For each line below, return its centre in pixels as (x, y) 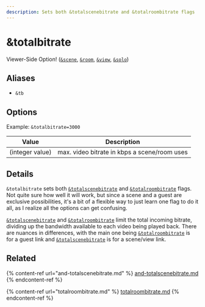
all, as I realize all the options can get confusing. (67, 208)
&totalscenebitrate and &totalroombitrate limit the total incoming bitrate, (99, 220)
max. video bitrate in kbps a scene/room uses (123, 152)
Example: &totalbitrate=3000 (43, 127)
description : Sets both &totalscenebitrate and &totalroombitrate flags (101, 12)
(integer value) (31, 152)
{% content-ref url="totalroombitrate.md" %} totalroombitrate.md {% (93, 291)
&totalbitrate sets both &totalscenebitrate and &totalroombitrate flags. (99, 189)
